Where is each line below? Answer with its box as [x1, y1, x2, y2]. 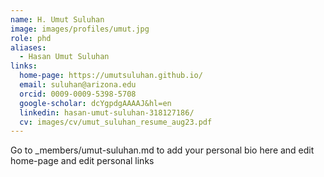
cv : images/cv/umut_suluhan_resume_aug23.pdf [19, 117, 213, 127]
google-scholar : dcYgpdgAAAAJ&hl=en [19, 98, 172, 108]
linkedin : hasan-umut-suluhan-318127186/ [19, 107, 195, 118]
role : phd [10, 33, 52, 43]
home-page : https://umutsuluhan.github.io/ [19, 71, 203, 81]
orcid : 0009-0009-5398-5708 [19, 89, 137, 99]
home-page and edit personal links [10, 155, 155, 167]
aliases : [10, 42, 47, 53]
